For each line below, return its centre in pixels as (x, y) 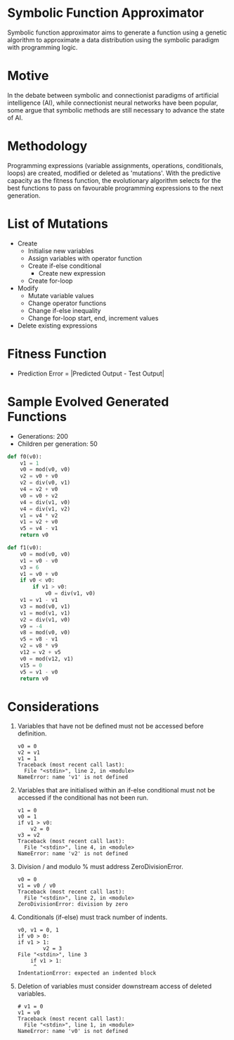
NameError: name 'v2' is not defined (73, 854)
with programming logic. (43, 47)
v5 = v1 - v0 (39, 672)
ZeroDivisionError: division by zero (73, 904)
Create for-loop (50, 281)
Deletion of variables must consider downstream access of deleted (115, 987)
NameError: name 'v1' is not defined (73, 777)
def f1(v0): (25, 548)
